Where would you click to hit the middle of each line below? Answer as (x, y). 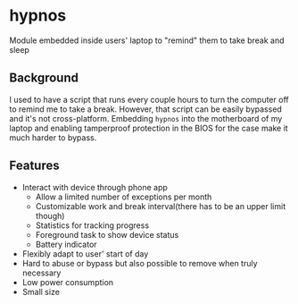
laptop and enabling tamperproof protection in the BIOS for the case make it (149, 128)
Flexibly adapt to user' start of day (85, 253)
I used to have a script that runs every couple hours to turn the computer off (149, 99)
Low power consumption (68, 282)
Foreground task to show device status (107, 234)
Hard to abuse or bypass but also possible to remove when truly (140, 263)
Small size (41, 291)
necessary (41, 273)
